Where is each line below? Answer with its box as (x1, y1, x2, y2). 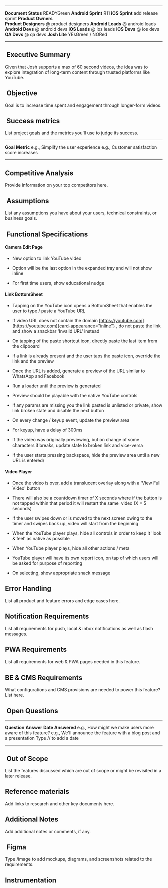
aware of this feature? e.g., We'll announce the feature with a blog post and (5, 730, 160, 736)
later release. (5, 773, 32, 779)
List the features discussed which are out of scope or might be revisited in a (5, 767, 161, 773)
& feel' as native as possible (12, 536, 70, 542)
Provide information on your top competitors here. (5, 182, 108, 188)
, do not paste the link (116, 323, 161, 329)
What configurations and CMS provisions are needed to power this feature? (5, 687, 161, 693)
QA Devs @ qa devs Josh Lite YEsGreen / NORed (5, 31, 107, 37)
